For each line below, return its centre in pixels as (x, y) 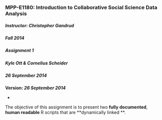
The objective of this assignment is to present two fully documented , (77, 107)
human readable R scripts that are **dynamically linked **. (66, 113)
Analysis (16, 13)
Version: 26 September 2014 (35, 88)
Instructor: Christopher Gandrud (40, 25)
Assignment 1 (19, 51)
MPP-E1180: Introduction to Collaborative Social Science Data (81, 7)
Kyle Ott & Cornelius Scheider (37, 63)
